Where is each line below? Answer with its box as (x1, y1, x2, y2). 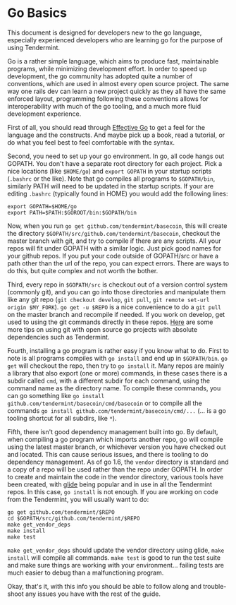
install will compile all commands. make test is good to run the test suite (7, 553, 221, 562)
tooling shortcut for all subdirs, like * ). (7, 414, 117, 422)
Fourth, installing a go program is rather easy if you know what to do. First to (7, 346, 230, 354)
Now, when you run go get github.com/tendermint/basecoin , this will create (7, 221, 228, 230)
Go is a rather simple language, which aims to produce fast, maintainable (7, 56, 219, 65)
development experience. (7, 109, 82, 118)
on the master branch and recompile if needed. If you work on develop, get (7, 310, 225, 318)
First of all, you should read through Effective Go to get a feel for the (7, 123, 206, 131)
